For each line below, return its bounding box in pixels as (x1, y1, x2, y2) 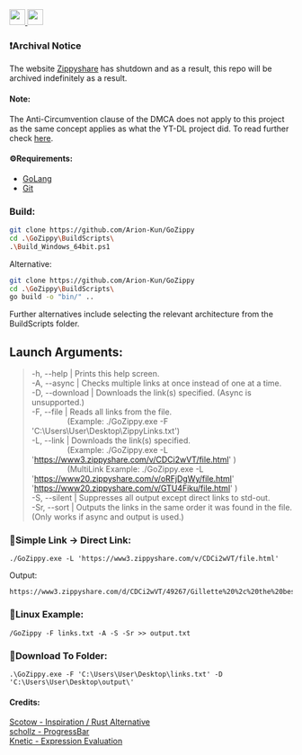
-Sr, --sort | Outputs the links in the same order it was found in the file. (31, 502, 293, 513)
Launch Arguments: (9, 344, 123, 360)
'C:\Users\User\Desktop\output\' (9, 678, 135, 687)
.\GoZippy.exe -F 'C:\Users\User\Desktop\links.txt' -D (9, 670, 223, 679)
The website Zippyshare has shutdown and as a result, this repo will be (9, 63, 272, 75)
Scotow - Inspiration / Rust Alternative (9, 716, 151, 727)
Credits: (9, 697, 40, 707)
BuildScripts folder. (9, 318, 80, 329)
